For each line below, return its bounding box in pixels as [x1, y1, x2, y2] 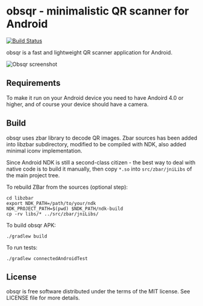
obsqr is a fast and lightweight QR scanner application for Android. [6, 48, 173, 56]
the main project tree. [6, 171, 60, 179]
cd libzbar [6, 195, 34, 201]
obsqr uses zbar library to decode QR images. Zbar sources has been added [6, 134, 198, 142]
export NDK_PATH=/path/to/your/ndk [6, 200, 96, 206]
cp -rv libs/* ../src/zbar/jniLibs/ [6, 210, 99, 217]
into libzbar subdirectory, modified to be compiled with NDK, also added [6, 140, 187, 148]
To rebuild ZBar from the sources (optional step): [6, 183, 128, 190]
